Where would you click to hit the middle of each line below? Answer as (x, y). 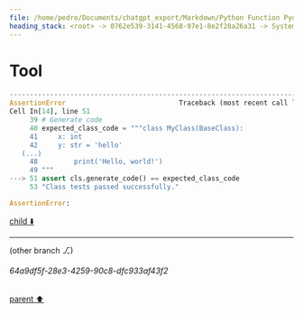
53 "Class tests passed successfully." (104, 187)
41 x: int (56, 136)
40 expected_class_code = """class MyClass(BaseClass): (137, 128)
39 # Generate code (66, 120)
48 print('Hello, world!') (96, 162)
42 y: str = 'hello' (76, 145)
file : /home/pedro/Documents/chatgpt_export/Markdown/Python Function (145, 18)
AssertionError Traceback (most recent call (149, 103)
